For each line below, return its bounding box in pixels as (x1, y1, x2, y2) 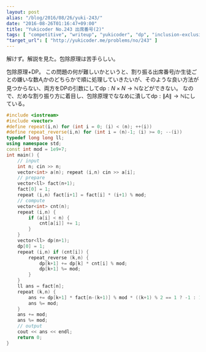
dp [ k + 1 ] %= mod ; (39, 266, 81, 272)
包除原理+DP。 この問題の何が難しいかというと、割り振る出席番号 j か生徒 (6, 68, 192, 75)
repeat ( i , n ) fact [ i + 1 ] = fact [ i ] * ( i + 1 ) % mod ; (17, 192, 147, 198)
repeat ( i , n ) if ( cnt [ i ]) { (17, 249, 89, 255)
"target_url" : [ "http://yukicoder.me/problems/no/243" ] (6, 37, 158, 44)
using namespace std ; (6, 140, 62, 147)
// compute (17, 197, 45, 204)
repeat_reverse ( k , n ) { (28, 254, 89, 261)
